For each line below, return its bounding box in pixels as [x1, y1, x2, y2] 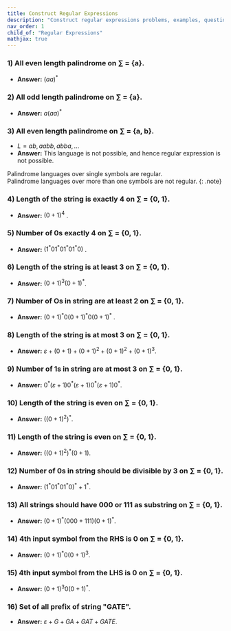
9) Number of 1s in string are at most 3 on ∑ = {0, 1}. [7, 364, 184, 374]
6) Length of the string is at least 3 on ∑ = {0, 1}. [7, 262, 170, 272]
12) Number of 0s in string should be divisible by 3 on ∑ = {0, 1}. [7, 466, 223, 475]
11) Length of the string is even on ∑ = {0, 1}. [7, 431, 157, 441]
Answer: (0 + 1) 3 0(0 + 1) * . [16, 584, 91, 592]
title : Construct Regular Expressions [7, 10, 118, 17]
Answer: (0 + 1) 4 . [16, 210, 69, 220]
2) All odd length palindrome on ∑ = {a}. [7, 92, 143, 102]
